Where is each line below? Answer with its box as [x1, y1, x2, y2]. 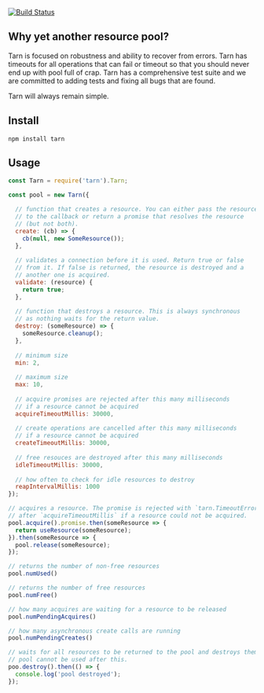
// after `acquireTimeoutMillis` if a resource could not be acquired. [8, 511, 247, 520]
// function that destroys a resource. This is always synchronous [15, 307, 241, 316]
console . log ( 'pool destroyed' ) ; [15, 670, 122, 678]
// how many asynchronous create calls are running [8, 627, 181, 635]
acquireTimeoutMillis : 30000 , [15, 409, 114, 418]
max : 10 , [15, 381, 44, 389]
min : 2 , [15, 358, 41, 367]
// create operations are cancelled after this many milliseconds [15, 424, 237, 432]
